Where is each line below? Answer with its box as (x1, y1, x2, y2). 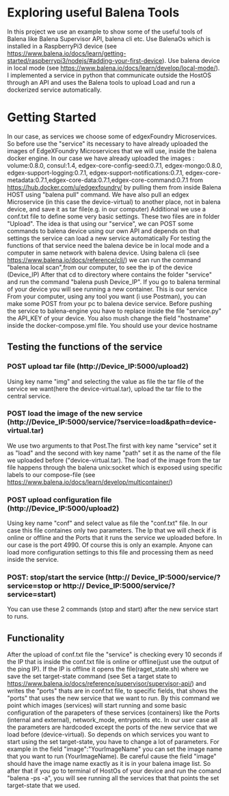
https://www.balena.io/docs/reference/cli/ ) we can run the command (7, 255, 201, 264)
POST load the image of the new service (7, 409, 143, 418)
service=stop (7, 581, 53, 591)
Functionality (7, 632, 65, 644)
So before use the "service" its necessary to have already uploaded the (7, 139, 208, 148)
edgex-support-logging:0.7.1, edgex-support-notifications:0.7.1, (7, 168, 185, 177)
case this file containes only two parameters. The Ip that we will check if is (7, 526, 217, 535)
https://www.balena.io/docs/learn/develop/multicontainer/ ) (7, 478, 173, 486)
